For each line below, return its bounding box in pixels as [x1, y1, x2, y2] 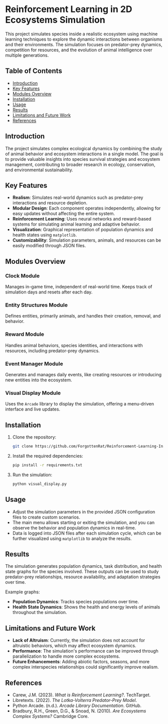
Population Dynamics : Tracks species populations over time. [12, 599, 139, 605]
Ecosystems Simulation [5, 14, 105, 26]
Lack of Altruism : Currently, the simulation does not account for [12, 637, 145, 644]
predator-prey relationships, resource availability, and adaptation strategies [5, 574, 160, 580]
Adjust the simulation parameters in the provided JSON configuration [12, 508, 155, 514]
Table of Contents [5, 67, 63, 75]
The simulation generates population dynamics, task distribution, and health [5, 563, 162, 569]
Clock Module [5, 272, 40, 279]
